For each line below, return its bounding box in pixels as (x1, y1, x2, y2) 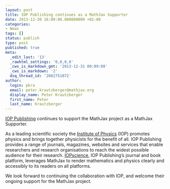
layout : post (5, 7, 33, 13)
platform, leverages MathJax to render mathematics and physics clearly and (5, 158, 165, 164)
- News (5, 26, 19, 31)
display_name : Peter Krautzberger (10, 92, 83, 97)
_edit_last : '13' (10, 54, 47, 60)
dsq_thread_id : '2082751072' (10, 73, 72, 79)
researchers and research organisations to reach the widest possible (5, 147, 149, 153)
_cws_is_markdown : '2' (10, 69, 58, 74)
